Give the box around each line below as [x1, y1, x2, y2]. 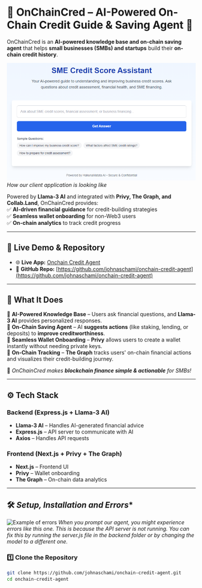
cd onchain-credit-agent [7, 577, 69, 583]
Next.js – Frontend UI [15, 463, 69, 471]
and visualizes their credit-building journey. [7, 355, 114, 363]
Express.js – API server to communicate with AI [15, 428, 134, 435]
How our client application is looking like [7, 181, 107, 188]
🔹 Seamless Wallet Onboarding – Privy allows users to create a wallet [7, 336, 181, 343]
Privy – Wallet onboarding [15, 470, 80, 477]
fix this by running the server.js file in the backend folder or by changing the [7, 531, 194, 539]
